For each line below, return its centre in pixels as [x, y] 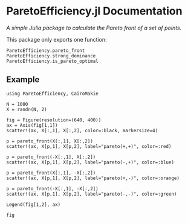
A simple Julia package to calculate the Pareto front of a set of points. [94, 28]
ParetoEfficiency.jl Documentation [94, 11]
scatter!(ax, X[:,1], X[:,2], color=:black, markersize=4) [82, 130]
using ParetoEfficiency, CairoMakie [52, 94]
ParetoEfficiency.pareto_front [46, 50]
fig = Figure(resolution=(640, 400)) [54, 120]
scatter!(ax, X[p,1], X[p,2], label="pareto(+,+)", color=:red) [89, 146]
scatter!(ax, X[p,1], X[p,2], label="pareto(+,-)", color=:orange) [93, 178]
